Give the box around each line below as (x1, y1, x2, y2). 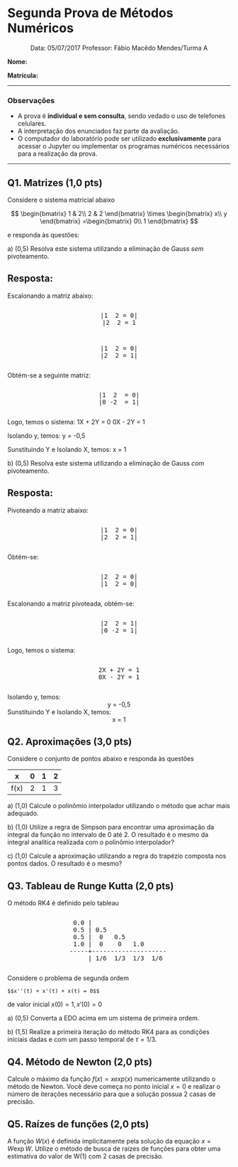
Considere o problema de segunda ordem (7, 974, 130, 982)
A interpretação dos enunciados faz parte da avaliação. (17, 127, 180, 136)
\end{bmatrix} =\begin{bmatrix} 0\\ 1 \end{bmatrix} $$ (40, 217, 198, 225)
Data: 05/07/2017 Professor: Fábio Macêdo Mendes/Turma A (30, 43, 208, 52)
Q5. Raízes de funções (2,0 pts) (7, 1118, 149, 1130)
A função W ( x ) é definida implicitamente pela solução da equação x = (7, 1136, 211, 1145)
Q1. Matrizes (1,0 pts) (7, 176, 103, 189)
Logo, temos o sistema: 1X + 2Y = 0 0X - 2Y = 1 (7, 417, 145, 426)
